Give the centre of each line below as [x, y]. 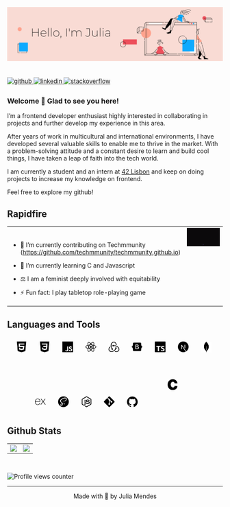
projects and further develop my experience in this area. [86, 123]
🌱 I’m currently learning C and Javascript [78, 265]
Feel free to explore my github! [50, 192]
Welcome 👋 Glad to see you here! [63, 101]
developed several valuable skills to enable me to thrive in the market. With [113, 144]
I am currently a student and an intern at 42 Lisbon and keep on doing [105, 172]
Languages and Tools [54, 324]
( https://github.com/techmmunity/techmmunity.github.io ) [101, 252]
